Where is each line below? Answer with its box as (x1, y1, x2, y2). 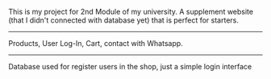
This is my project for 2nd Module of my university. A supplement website (8, 7, 254, 16)
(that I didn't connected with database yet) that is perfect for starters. (8, 15, 240, 25)
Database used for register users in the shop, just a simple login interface (8, 62, 252, 71)
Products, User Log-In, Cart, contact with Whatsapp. (8, 39, 183, 48)
